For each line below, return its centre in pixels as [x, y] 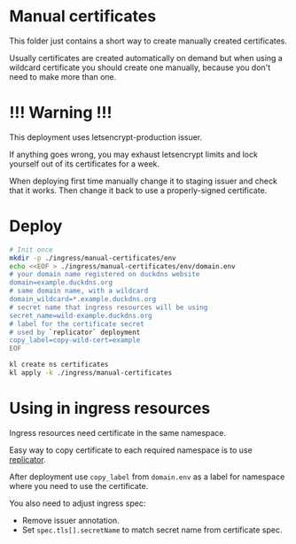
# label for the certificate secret [77, 324]
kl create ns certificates [59, 365]
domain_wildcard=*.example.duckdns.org [83, 299]
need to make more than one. [63, 76]
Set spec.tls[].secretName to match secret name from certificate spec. [152, 530]
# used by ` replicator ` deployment [75, 332]
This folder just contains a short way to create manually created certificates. [148, 41]
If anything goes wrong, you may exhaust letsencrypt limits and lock [134, 154]
